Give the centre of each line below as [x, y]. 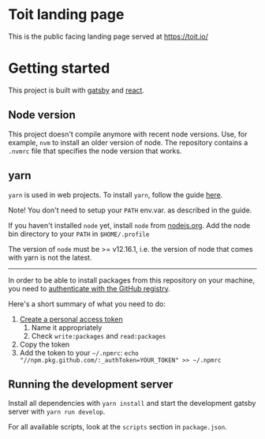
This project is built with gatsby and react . [76, 90]
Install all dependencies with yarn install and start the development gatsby [132, 403]
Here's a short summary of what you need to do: [87, 304]
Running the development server [91, 384]
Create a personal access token [71, 319]
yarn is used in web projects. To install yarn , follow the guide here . [116, 194]
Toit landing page [66, 15]
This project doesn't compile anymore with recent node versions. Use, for [128, 134]
